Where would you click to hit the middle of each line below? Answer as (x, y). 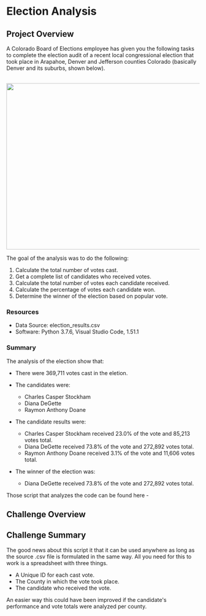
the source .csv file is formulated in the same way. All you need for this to (99, 557)
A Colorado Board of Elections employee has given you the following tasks (101, 48)
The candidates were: (43, 385)
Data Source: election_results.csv (57, 325)
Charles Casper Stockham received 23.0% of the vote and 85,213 (107, 433)
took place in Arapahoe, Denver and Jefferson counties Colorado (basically (101, 62)
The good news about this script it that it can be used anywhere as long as (101, 550)
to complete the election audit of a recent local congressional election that (100, 55)
